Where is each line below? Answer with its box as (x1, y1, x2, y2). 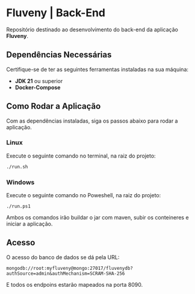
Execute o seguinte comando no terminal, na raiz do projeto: (6, 152, 156, 159)
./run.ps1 (6, 203, 31, 210)
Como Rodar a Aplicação (6, 101, 101, 111)
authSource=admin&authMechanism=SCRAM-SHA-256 (6, 271, 125, 277)
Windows (6, 178, 35, 186)
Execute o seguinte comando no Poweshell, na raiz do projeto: (6, 192, 161, 199)
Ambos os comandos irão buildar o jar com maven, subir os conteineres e (6, 214, 189, 221)
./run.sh (6, 164, 28, 170)
